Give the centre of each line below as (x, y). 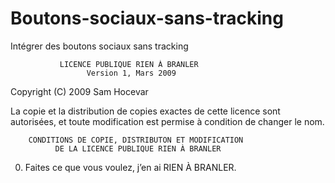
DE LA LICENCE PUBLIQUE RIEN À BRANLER (138, 148)
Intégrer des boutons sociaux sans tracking (99, 46)
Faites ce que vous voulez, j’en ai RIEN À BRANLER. (130, 167)
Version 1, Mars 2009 (131, 73)
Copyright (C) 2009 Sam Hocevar (79, 91)
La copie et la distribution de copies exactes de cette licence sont (145, 111)
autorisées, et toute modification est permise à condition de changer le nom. (167, 121)
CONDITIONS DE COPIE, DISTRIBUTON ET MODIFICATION (136, 140)
